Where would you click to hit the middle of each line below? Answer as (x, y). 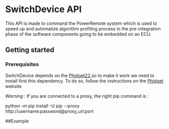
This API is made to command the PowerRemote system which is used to (81, 23)
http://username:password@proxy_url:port (49, 111)
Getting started (30, 50)
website (13, 86)
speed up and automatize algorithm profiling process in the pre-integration (83, 28)
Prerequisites (22, 64)
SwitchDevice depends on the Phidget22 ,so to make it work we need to (80, 75)
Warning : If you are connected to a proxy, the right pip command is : (77, 96)
